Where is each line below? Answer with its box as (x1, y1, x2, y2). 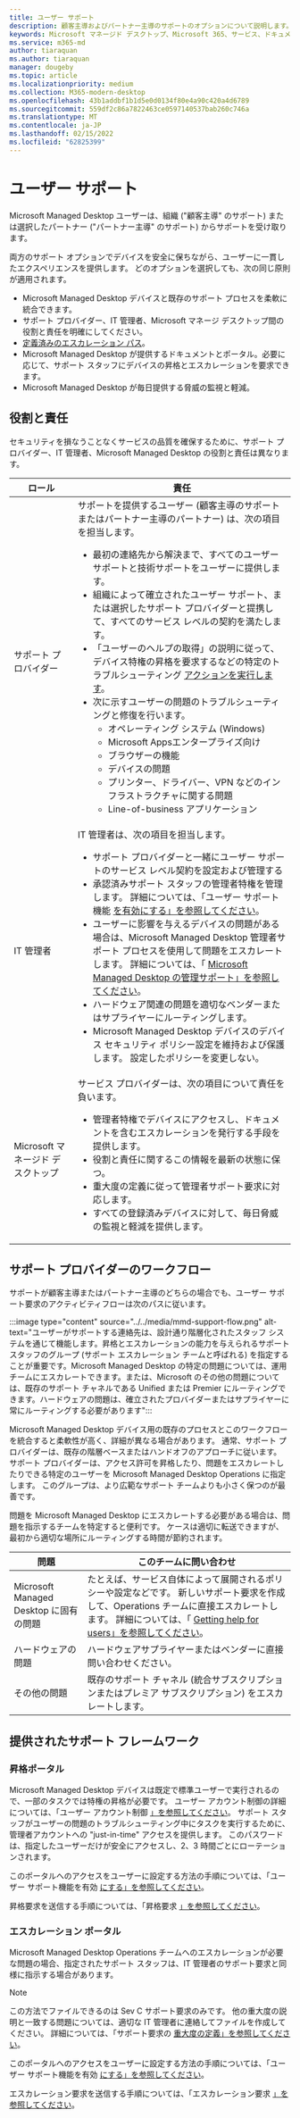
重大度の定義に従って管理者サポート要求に (92, 1180, 271, 1192)
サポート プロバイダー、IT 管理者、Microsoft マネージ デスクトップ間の (21, 314, 284, 326)
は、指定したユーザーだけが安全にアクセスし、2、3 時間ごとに (9, 1840, 240, 1851)
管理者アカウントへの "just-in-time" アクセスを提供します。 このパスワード (9, 1830, 284, 1839)
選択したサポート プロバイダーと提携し (110, 602, 274, 614)
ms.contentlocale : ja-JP (9, 121, 102, 130)
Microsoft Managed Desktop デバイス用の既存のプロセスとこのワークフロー (9, 1424, 288, 1435)
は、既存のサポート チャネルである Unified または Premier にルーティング (9, 1383, 279, 1394)
